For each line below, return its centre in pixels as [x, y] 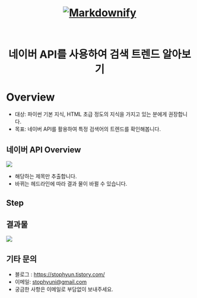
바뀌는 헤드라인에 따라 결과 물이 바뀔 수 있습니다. [71, 184]
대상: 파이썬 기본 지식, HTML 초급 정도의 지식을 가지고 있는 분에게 [91, 114]
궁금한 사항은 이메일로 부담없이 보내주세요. [64, 289]
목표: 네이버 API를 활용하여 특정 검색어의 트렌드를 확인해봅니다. [88, 129]
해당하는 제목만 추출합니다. [46, 176]
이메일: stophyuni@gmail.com [51, 282]
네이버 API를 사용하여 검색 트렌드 [84, 54]
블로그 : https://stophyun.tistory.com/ [60, 275]
